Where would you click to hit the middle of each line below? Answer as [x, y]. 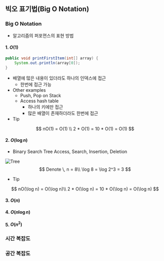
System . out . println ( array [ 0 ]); [47, 63]
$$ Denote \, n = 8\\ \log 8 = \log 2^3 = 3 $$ [85, 169]
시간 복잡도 [18, 239]
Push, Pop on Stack [40, 95]
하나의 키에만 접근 [45, 107]
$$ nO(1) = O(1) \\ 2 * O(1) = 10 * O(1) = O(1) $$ [85, 129]
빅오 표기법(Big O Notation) [47, 9]
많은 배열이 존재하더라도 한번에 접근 [63, 113]
